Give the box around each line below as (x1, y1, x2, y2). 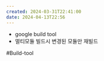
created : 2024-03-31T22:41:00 (6, 8, 82, 15)
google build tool (14, 30, 57, 37)
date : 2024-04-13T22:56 (6, 14, 66, 20)
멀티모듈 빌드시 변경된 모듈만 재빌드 (14, 37, 99, 44)
